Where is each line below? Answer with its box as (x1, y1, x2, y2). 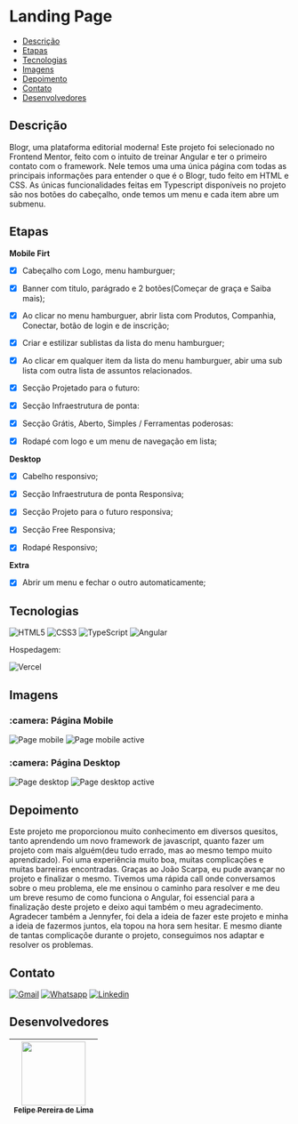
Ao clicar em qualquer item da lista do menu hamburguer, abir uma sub (21, 355, 283, 365)
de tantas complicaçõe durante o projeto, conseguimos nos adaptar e (9, 930, 265, 941)
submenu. (9, 198, 46, 209)
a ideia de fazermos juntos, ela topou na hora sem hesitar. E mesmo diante (9, 920, 283, 931)
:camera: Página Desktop (9, 756, 121, 768)
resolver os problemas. (9, 940, 93, 951)
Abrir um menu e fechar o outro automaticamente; (21, 577, 206, 588)
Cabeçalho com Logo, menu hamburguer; (21, 265, 176, 276)
